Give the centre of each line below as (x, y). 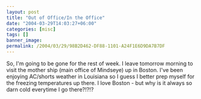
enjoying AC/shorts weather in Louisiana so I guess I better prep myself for (100, 76)
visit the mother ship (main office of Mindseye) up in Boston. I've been (95, 70)
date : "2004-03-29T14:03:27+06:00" (52, 23)
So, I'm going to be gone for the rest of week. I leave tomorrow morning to (100, 63)
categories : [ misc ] (31, 29)
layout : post (23, 12)
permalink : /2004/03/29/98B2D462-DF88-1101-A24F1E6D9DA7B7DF (86, 46)
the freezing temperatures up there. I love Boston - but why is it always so (99, 82)
